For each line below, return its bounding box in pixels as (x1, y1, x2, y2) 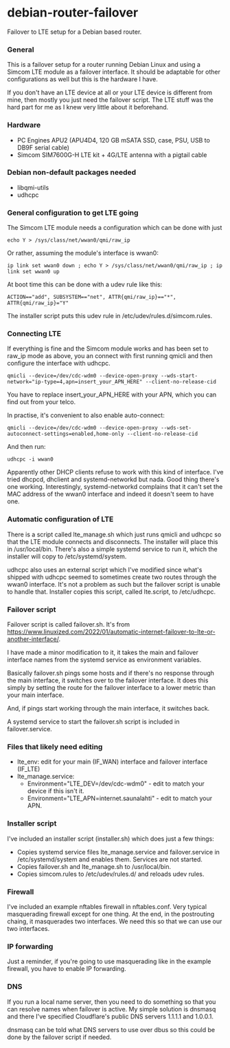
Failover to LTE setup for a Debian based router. (7, 28, 142, 36)
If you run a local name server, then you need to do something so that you (7, 997, 216, 1006)
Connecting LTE (7, 329, 62, 339)
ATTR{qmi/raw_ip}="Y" (7, 300, 69, 307)
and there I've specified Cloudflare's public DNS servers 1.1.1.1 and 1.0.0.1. (7, 1012, 214, 1020)
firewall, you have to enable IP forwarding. (7, 965, 126, 973)
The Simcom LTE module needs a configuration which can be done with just (7, 224, 222, 232)
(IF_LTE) (16, 765, 41, 773)
